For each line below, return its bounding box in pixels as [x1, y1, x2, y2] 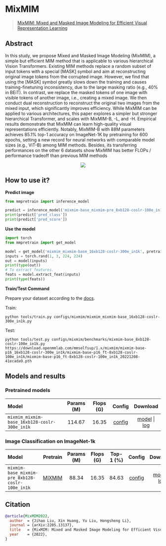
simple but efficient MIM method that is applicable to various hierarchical [5, 58, 154, 64]
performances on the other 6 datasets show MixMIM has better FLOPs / [5, 147, 152, 153]
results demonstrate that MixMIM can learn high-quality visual [5, 121, 132, 127]
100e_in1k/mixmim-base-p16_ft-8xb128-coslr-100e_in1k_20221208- [5, 354, 140, 359]
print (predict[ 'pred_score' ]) [5, 217, 68, 222]
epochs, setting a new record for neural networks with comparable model [5, 137, 155, 143]
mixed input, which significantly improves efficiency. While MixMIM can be [5, 105, 157, 111]
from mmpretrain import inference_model [5, 199, 90, 204]
